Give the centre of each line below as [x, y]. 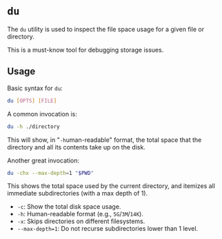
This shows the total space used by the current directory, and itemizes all [111, 186]
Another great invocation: [43, 160]
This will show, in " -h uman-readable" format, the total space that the [104, 140]
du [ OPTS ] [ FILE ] [32, 101]
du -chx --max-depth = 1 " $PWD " [51, 173]
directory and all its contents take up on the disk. [77, 147]
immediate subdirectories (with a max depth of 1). [78, 194]
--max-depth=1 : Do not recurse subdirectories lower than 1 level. [108, 229]
